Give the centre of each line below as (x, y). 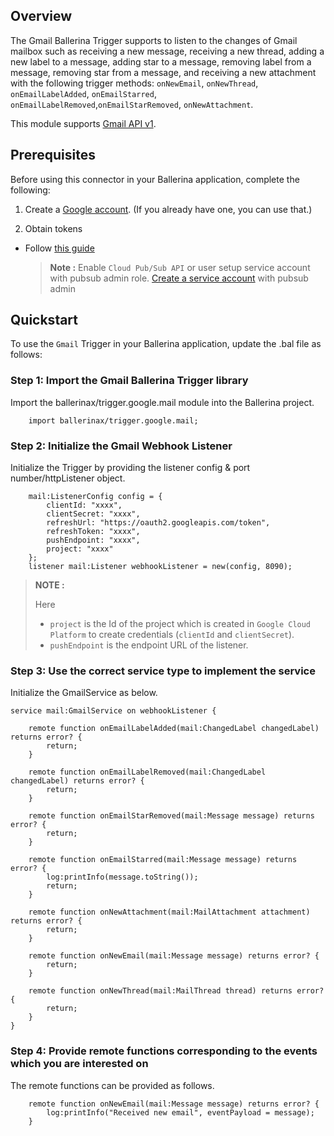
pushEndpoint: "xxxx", (93, 540)
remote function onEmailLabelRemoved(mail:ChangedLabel (147, 772)
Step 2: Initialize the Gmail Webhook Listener (121, 446)
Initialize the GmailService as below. (84, 693)
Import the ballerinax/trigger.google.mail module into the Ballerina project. (162, 402)
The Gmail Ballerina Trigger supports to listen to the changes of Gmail (154, 40)
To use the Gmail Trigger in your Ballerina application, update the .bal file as (166, 344)
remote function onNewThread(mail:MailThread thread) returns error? (176, 991)
